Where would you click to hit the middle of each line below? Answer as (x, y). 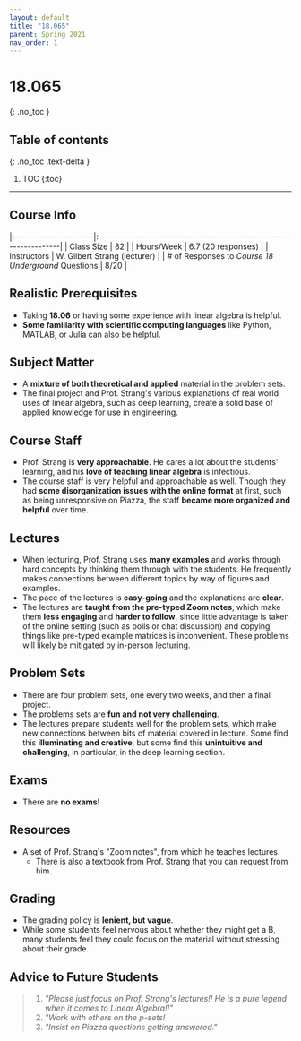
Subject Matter (52, 362)
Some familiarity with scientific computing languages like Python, (146, 324)
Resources (40, 830)
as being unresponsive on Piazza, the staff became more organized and (156, 500)
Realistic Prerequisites (73, 293)
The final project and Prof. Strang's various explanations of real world (150, 393)
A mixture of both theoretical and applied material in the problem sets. (154, 384)
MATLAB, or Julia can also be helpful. (91, 334)
